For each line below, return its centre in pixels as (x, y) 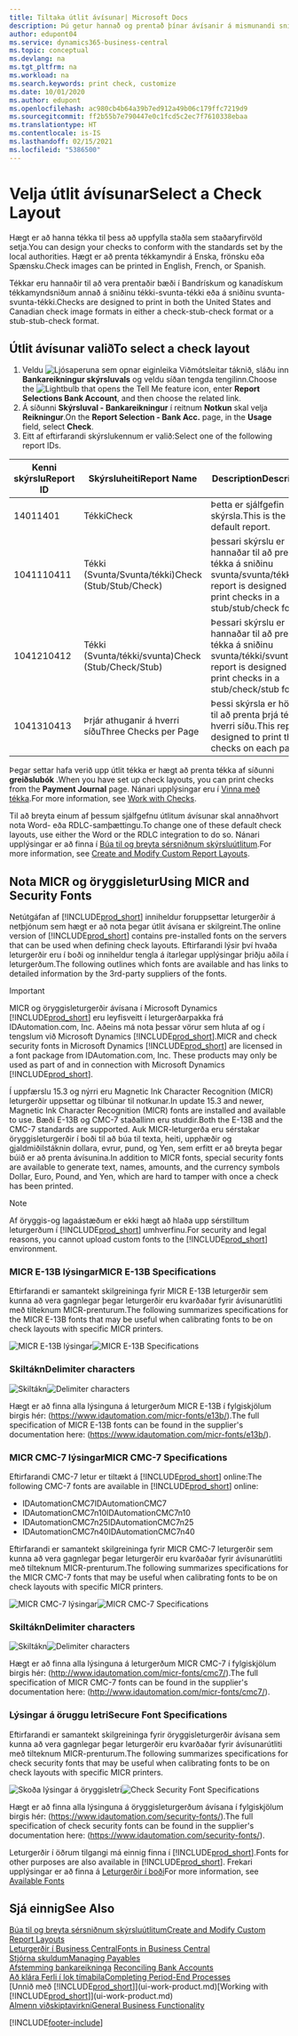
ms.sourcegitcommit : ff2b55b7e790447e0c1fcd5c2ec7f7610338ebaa (129, 117)
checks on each (244, 748)
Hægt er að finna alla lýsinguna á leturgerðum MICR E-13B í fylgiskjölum (141, 1405)
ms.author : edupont (45, 100)
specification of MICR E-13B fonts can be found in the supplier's (126, 1425)
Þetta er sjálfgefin (247, 505)
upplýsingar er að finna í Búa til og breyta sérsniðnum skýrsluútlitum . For (141, 844)
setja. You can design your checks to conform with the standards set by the (146, 246)
